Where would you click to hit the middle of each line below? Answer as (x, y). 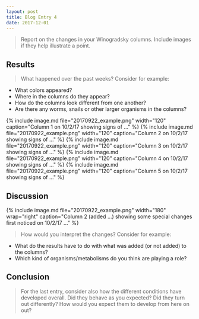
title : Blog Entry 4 (32, 17)
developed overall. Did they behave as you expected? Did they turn (103, 298)
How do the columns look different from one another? (80, 103)
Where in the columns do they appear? (62, 97)
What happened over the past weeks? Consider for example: (95, 79)
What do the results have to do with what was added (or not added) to (101, 246)
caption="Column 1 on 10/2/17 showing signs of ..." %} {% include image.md (99, 127)
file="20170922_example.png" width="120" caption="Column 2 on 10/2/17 (97, 133)
